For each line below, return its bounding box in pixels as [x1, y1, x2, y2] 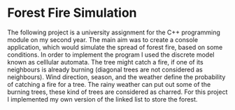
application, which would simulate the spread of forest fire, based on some [7, 43, 223, 51]
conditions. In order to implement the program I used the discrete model [7, 50, 215, 59]
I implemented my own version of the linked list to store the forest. [7, 95, 198, 103]
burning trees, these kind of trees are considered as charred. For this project [7, 88, 228, 96]
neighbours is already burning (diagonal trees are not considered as [7, 65, 203, 74]
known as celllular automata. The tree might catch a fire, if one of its [7, 57, 204, 66]
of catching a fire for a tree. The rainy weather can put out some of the [7, 80, 211, 88]
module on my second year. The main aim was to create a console [7, 35, 198, 43]
